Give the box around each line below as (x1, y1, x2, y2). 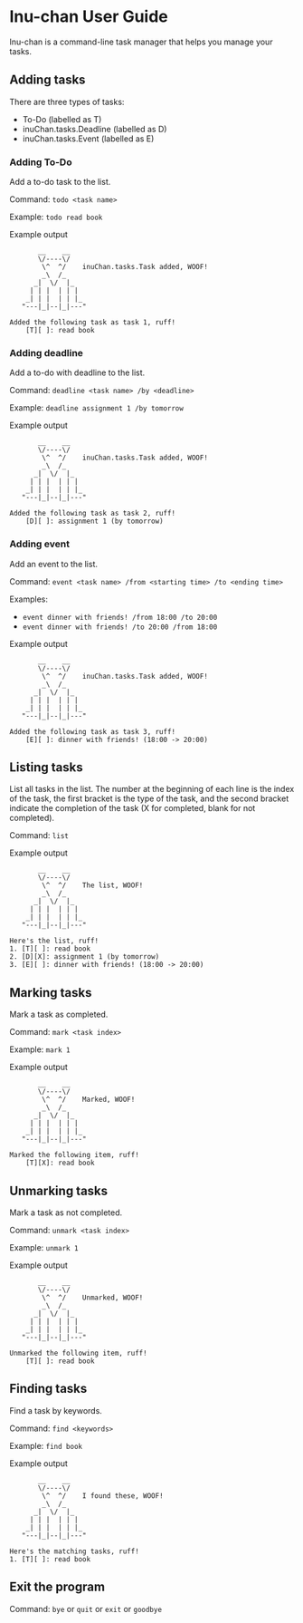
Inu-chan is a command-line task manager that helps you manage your (9, 36, 273, 47)
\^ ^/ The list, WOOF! (42, 881, 144, 890)
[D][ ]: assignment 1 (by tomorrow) (25, 517, 165, 527)
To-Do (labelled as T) (22, 113, 102, 124)
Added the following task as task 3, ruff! (9, 727, 176, 736)
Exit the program (9, 1580, 106, 1595)
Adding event (9, 537, 71, 550)
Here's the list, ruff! (9, 936, 99, 946)
